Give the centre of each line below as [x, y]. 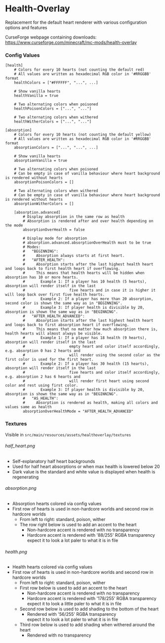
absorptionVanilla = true [41, 161]
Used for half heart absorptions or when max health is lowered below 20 [86, 466]
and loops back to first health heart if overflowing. [63, 269]
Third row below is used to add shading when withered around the [87, 625]
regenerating [25, 477]
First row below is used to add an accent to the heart [73, 588]
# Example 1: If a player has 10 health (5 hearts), [85, 282]
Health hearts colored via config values [52, 567]
